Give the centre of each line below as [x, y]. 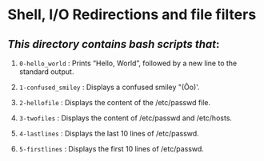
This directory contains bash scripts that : [114, 44]
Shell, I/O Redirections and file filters [132, 15]
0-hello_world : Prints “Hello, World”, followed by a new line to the [128, 63]
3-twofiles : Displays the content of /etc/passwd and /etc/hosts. [126, 118]
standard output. [46, 72]
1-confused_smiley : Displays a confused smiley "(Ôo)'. [110, 87]
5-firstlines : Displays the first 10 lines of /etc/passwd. [112, 149]
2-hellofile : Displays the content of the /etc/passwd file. [115, 102]
